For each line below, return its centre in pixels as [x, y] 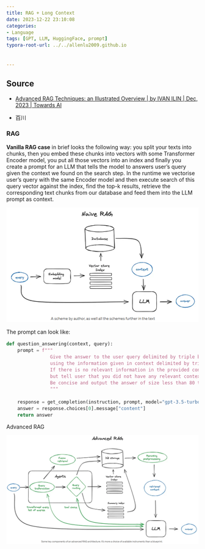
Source [20, 84]
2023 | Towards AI [38, 105]
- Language [20, 32]
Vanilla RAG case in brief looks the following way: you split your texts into [99, 147]
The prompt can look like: [38, 332]
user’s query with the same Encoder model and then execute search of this [101, 179]
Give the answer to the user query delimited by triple [122, 357]
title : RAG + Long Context [41, 13]
